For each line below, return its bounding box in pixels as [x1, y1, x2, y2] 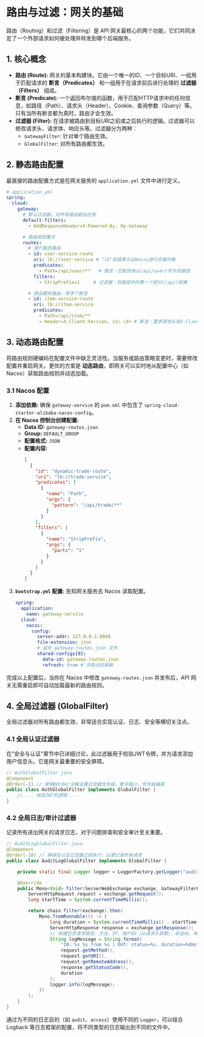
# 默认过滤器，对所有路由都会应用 [22, 211, 96, 218]
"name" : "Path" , [46, 491, 87, 497]
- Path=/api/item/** [38, 313, 91, 319]
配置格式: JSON [24, 437, 60, 444]
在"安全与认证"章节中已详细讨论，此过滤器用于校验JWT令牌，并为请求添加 [6, 750, 193, 757]
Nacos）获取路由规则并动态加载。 [6, 369, 92, 377]
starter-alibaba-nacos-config [15, 409, 92, 416]
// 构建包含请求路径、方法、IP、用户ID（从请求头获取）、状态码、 [49, 930, 193, 936]
